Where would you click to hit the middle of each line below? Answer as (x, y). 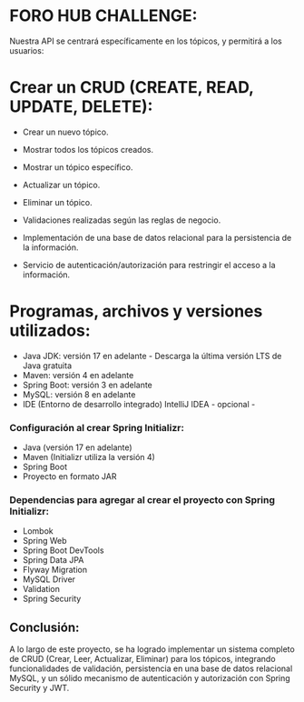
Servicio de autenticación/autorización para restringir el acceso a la (149, 265)
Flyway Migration (55, 570)
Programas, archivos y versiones (136, 311)
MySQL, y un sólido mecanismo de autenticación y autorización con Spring (150, 678)
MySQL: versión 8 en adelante (79, 394)
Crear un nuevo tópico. (65, 132)
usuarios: (27, 50)
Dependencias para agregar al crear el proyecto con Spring (142, 500)
